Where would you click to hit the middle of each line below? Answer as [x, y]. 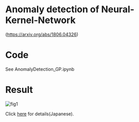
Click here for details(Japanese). [40, 114]
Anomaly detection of [52, 9]
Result [19, 90]
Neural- [118, 9]
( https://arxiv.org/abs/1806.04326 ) [42, 34]
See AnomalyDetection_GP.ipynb [40, 69]
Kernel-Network [40, 20]
